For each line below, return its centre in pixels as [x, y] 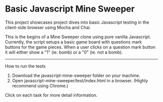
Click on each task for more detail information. [51, 95]
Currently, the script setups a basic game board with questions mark [73, 42]
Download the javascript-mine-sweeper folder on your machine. [76, 75]
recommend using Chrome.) [40, 86]
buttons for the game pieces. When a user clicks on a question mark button [80, 47]
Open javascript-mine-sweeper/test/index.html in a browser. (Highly [80, 80]
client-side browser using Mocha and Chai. [48, 27]
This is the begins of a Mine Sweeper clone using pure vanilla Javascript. [78, 37]
